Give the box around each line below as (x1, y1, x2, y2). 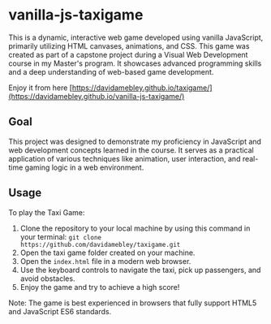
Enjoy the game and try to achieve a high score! (19, 282, 180, 292)
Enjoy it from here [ (8, 83, 73, 93)
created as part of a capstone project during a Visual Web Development (8, 50, 248, 59)
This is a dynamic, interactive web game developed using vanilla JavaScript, (8, 32, 264, 42)
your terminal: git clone (19, 231, 101, 241)
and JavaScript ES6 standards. (8, 306, 112, 316)
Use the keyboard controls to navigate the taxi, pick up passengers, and (19, 265, 261, 274)
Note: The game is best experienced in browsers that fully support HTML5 (8, 298, 257, 308)
